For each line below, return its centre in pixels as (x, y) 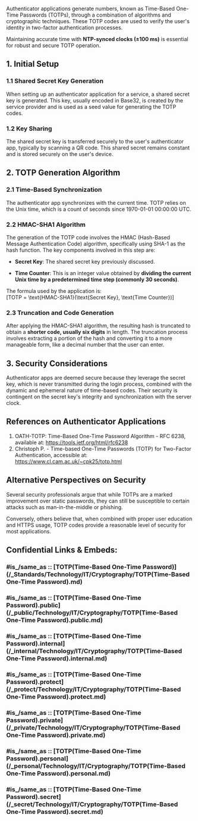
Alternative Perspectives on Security (76, 480)
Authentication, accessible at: (51, 455)
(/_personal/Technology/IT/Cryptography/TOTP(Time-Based (96, 766)
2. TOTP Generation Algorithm (63, 173)
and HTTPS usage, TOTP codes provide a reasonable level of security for (96, 525)
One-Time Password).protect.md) (56, 697)
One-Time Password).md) (44, 582)
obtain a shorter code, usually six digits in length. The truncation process (97, 332)
